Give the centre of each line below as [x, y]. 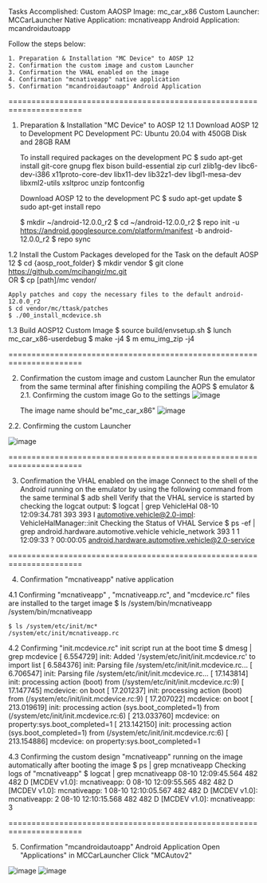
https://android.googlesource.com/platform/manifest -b [111, 231]
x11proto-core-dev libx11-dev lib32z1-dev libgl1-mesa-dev [146, 174]
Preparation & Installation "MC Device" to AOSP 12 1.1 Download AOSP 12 [139, 125]
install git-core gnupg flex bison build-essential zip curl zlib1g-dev [128, 166]
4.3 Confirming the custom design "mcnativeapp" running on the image [126, 757]
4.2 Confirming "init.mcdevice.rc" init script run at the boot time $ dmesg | [130, 648]
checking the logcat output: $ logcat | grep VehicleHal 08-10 [119, 506]
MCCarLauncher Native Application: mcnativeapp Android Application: [124, 20]
